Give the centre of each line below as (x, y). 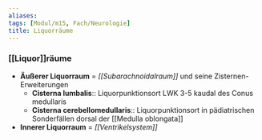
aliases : (23, 16)
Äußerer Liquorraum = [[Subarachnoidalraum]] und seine (116, 76)
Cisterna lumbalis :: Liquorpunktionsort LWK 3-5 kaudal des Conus (143, 93)
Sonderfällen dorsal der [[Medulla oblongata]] (107, 118)
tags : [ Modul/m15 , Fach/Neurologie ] (69, 23)
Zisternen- (232, 76)
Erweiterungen (44, 84)
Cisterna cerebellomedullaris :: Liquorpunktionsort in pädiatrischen (143, 110)
